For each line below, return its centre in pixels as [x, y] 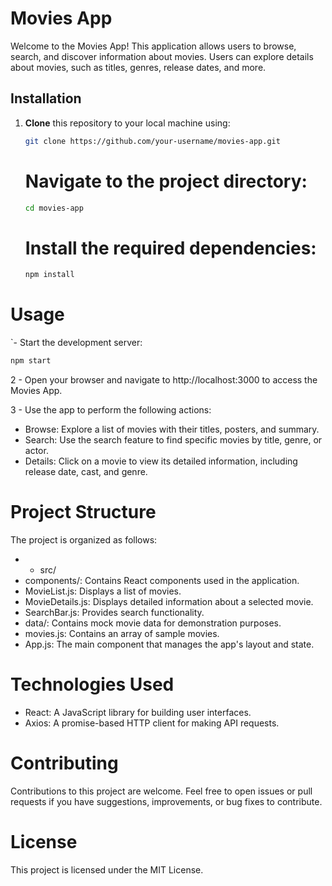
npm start [31, 361]
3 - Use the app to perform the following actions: [111, 410]
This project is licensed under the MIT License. [107, 869]
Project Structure [83, 512]
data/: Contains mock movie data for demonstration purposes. [153, 623]
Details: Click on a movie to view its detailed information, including [161, 461]
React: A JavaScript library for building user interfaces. [138, 712]
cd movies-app [54, 208]
